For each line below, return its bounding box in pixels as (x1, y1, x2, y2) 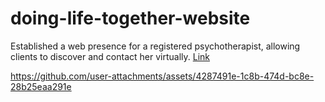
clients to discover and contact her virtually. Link (10, 50, 210, 62)
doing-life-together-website (10, 7, 251, 30)
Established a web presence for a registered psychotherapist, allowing (10, 40, 301, 52)
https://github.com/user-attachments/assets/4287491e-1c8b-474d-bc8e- (10, 70, 315, 82)
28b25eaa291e (10, 80, 72, 92)
